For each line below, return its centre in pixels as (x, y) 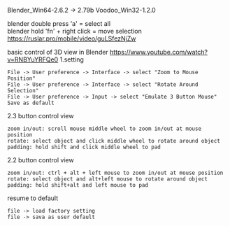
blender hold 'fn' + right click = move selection (74, 31)
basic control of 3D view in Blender (58, 52)
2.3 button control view (41, 116)
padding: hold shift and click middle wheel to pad (84, 147)
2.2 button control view (41, 160)
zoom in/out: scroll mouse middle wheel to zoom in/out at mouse (104, 129)
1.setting (72, 59)
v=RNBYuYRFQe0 (33, 59)
